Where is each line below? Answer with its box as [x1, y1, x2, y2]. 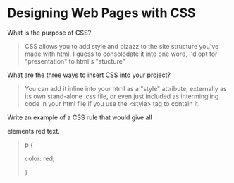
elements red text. [7, 126, 60, 135]
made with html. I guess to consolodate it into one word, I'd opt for [24, 49, 218, 58]
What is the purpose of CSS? [7, 28, 92, 37]
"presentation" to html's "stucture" [24, 57, 125, 65]
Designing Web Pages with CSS [7, 5, 196, 21]
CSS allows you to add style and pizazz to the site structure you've [24, 42, 219, 50]
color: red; [24, 154, 55, 163]
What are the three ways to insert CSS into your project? [7, 71, 171, 79]
